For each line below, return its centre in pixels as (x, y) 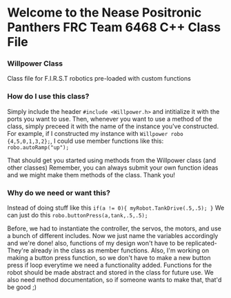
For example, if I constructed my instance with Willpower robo (96, 133)
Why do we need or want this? (59, 192)
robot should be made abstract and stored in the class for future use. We (110, 272)
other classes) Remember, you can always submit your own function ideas (113, 168)
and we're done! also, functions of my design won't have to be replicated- (112, 244)
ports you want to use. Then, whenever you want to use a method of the (110, 119)
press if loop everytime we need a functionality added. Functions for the (110, 265)
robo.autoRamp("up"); (38, 147)
